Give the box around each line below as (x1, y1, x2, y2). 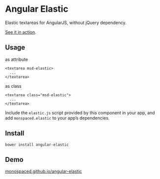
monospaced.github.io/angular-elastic (5, 168, 82, 175)
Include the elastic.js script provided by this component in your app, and (5, 109, 155, 116)
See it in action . (5, 29, 37, 35)
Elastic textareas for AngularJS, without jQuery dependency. (5, 20, 127, 26)
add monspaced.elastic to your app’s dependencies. (5, 115, 110, 121)
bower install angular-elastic (5, 142, 69, 147)
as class (5, 83, 22, 89)
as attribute (5, 56, 28, 62)
